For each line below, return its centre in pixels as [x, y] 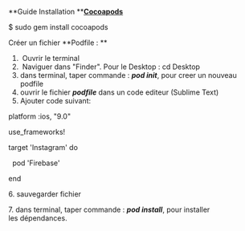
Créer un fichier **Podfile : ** [58, 43]
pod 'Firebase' [36, 163]
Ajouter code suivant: [55, 101]
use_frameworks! [37, 132]
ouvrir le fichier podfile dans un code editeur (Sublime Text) [119, 92]
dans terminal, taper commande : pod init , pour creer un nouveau [128, 75]
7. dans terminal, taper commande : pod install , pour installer [109, 209]
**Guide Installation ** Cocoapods [66, 12]
